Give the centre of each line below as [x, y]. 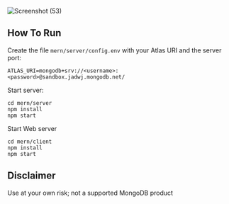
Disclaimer [32, 176]
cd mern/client [30, 142]
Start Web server [32, 128]
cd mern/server [30, 103]
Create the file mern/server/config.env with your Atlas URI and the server [114, 50]
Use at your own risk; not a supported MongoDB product [90, 193]
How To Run [34, 33]
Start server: [26, 90]
